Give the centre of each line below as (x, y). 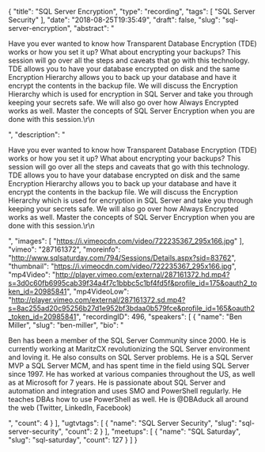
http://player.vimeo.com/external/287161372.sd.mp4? (98, 300)
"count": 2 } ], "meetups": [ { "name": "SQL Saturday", (153, 431)
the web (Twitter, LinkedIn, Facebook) (70, 408)
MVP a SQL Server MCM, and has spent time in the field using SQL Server (129, 366)
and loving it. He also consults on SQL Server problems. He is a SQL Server (131, 357)
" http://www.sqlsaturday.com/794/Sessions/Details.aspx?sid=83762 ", (122, 258)
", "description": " (37, 135)
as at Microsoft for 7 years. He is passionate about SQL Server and (117, 382)
